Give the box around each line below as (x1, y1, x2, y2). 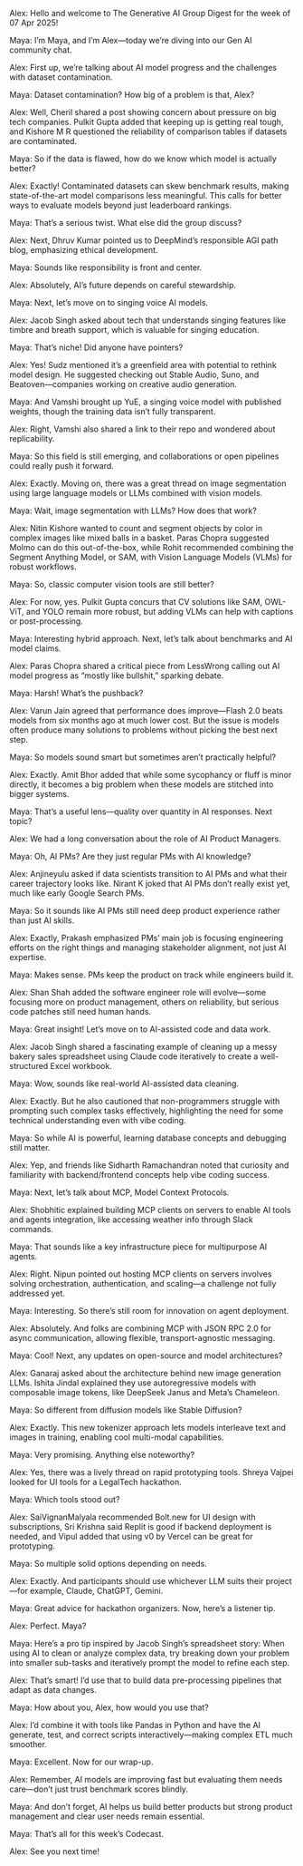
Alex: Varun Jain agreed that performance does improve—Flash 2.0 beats (9, 705, 283, 715)
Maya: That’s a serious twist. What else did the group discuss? (9, 218, 242, 228)
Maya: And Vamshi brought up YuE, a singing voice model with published (9, 396, 282, 407)
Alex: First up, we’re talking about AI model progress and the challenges (9, 63, 278, 73)
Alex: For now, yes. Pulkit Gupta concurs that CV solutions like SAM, (9, 597, 263, 607)
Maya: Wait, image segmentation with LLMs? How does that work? (9, 505, 258, 516)
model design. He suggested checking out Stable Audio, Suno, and (9, 369, 260, 380)
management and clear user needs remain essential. (9, 1811, 205, 1822)
